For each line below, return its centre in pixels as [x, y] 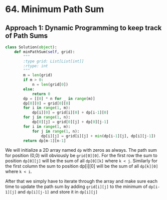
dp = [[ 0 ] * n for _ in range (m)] [59, 98]
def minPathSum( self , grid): [45, 52]
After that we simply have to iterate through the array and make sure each [81, 181]
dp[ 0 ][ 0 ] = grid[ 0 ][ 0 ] [47, 103]
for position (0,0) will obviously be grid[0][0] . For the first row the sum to [81, 156]
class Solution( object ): [31, 47]
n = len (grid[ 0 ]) [50, 84]
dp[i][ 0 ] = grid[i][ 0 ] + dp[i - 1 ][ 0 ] [70, 113]
